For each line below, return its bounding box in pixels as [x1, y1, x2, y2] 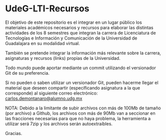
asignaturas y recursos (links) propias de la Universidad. [5, 55, 121, 61]
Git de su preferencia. [5, 70, 50, 76]
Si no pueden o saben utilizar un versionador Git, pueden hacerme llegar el [5, 80, 159, 86]
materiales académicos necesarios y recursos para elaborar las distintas [5, 24, 154, 30]
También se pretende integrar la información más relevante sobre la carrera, [5, 50, 162, 56]
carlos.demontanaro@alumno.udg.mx [5, 95, 83, 101]
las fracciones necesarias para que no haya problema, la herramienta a [5, 115, 151, 121]
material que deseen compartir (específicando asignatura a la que [5, 85, 140, 91]
